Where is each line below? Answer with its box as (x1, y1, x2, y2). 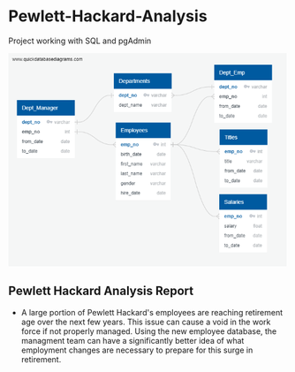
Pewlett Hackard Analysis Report (8, 284, 194, 299)
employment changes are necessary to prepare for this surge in (20, 345, 253, 355)
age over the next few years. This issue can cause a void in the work (20, 316, 271, 327)
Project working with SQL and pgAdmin (8, 35, 152, 46)
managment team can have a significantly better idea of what (20, 335, 245, 345)
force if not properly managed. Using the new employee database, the (20, 325, 277, 337)
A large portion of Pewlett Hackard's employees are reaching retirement (20, 307, 284, 317)
